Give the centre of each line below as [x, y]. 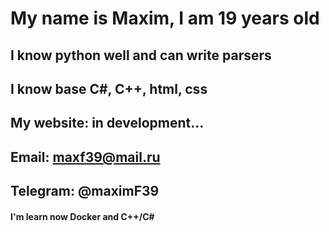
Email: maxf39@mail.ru [85, 157]
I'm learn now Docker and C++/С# [82, 216]
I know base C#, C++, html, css [109, 88]
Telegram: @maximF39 [85, 191]
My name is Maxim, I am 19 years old [165, 18]
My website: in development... [107, 123]
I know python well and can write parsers [141, 55]
